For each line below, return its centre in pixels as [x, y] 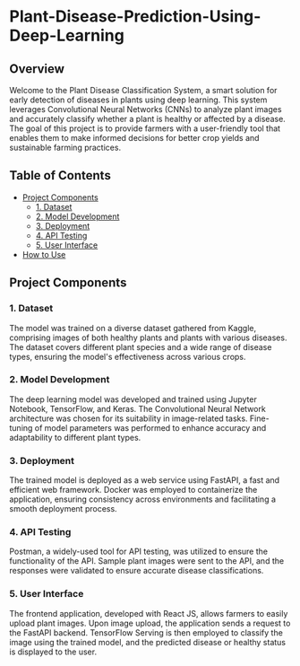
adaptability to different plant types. [75, 437]
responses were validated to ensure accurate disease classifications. [137, 571]
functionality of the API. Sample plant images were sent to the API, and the [147, 561]
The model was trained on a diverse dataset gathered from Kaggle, [133, 328]
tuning [21, 427]
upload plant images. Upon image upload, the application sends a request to [150, 623]
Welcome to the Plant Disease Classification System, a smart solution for [143, 90]
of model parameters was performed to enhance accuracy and [150, 427]
